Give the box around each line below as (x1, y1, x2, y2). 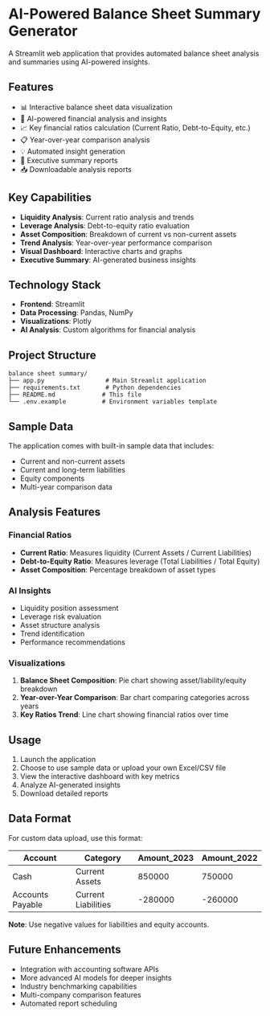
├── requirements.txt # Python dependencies (8, 383, 182, 392)
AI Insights (8, 584, 51, 596)
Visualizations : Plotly (19, 317, 92, 326)
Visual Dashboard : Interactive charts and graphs (19, 246, 182, 256)
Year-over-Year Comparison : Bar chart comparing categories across (19, 693, 250, 703)
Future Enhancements (8, 943, 122, 957)
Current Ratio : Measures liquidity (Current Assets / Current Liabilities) (19, 547, 252, 557)
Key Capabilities (8, 190, 92, 205)
